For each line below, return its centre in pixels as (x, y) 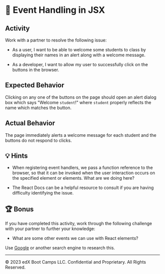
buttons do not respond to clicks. (39, 140)
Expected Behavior (35, 85)
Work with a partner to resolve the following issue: (56, 40)
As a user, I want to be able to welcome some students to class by (79, 50)
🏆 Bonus (19, 209)
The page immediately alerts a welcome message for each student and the (81, 135)
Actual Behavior (30, 123)
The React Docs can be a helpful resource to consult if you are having (83, 188)
